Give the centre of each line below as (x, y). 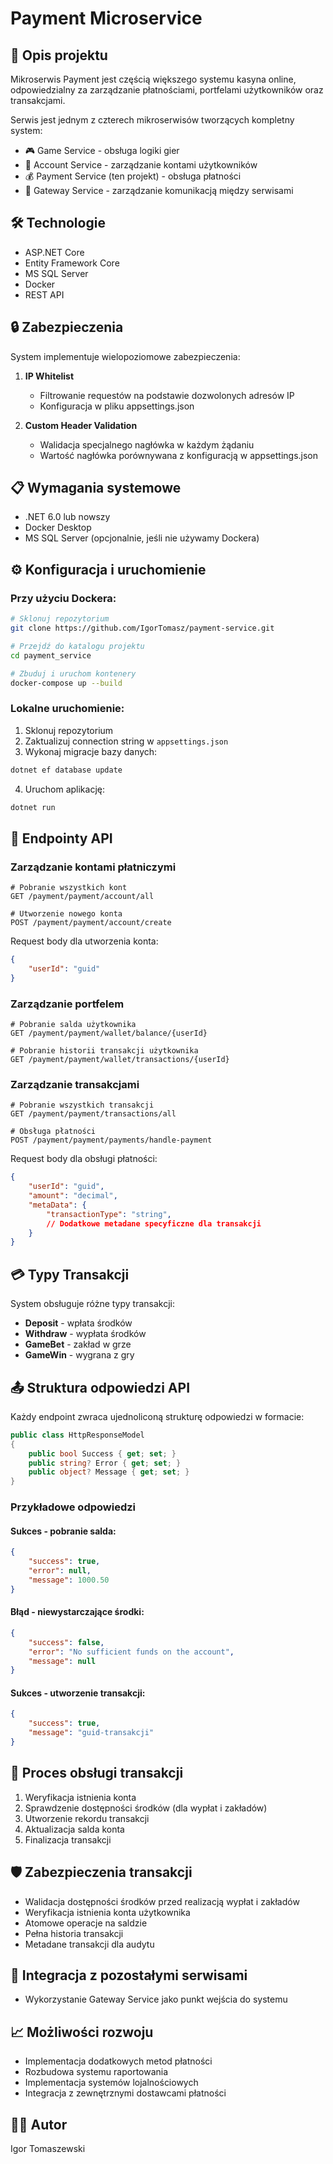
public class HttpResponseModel (77, 1435)
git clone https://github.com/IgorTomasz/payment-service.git (142, 628)
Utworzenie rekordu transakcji (87, 1818)
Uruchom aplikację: (64, 789)
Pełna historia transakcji (74, 1933)
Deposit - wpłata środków (78, 1323)
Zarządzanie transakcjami (75, 1084)
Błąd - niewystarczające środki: (77, 1612)
